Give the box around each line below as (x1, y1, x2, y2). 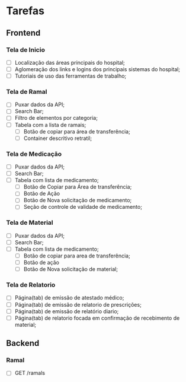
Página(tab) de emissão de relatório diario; (14, 307, 119, 315)
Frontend (6, 28, 41, 38)
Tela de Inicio (6, 46, 46, 54)
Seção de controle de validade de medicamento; (23, 203, 142, 211)
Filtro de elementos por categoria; (14, 114, 98, 122)
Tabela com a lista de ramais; (14, 121, 86, 128)
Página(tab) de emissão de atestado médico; (14, 294, 124, 301)
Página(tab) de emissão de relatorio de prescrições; (14, 301, 142, 308)
